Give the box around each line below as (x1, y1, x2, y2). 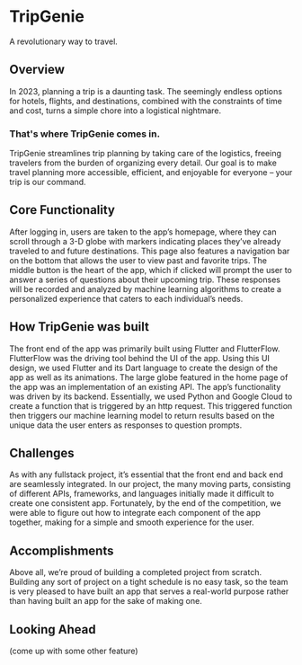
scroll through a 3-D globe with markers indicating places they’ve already (9, 235, 281, 246)
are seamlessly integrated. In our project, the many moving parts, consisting (9, 479, 291, 490)
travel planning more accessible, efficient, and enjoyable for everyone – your (9, 167, 293, 178)
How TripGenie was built (9, 319, 150, 334)
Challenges (9, 446, 75, 461)
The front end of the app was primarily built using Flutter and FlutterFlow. (9, 343, 280, 354)
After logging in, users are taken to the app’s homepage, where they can (9, 226, 277, 237)
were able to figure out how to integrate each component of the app (9, 508, 261, 519)
